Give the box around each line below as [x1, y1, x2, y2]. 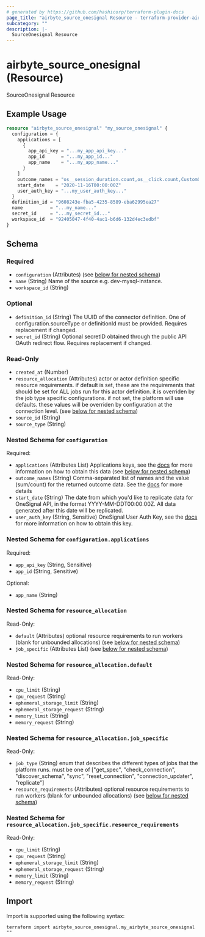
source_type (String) [15, 420, 66, 428]
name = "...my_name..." [12, 205, 97, 211]
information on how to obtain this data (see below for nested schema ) [15, 468, 191, 475]
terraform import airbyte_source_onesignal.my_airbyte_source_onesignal [6, 924, 195, 930]
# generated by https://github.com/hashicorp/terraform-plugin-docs [6, 9, 184, 15]
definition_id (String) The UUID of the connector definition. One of [15, 313, 186, 320]
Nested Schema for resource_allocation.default [6, 660, 153, 668]
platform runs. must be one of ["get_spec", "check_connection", [15, 766, 176, 774]
